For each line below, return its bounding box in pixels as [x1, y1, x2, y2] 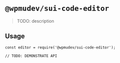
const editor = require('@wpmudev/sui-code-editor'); [5, 45, 116, 50]
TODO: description [16, 18, 55, 24]
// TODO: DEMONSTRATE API [5, 53, 57, 58]
